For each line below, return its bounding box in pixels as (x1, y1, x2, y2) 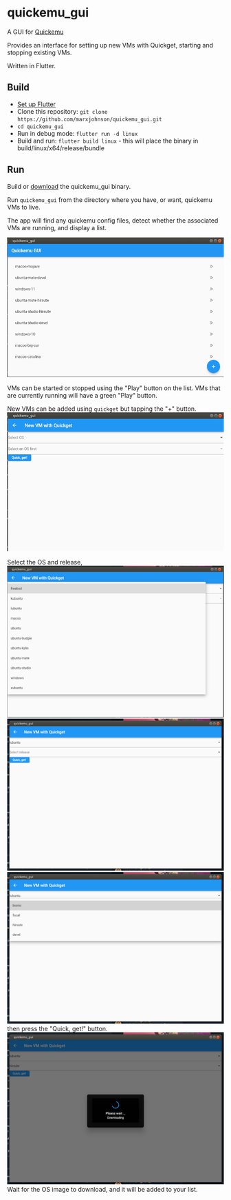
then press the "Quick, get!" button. (7, 1025, 108, 1033)
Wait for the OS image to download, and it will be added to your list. (7, 1186, 198, 1194)
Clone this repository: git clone (16, 107, 108, 115)
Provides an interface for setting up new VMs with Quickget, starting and (7, 41, 213, 49)
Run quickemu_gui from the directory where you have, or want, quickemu (7, 195, 213, 204)
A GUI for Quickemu (7, 28, 64, 36)
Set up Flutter (16, 100, 56, 108)
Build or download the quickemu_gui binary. (7, 182, 131, 190)
